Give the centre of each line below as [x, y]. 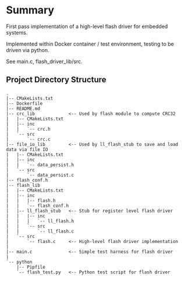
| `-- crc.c [28, 139]
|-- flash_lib [23, 185]
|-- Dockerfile [24, 103]
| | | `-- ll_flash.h [40, 221]
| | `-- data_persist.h [40, 165]
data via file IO [27, 150]
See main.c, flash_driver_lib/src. [44, 61]
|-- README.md [23, 109]
